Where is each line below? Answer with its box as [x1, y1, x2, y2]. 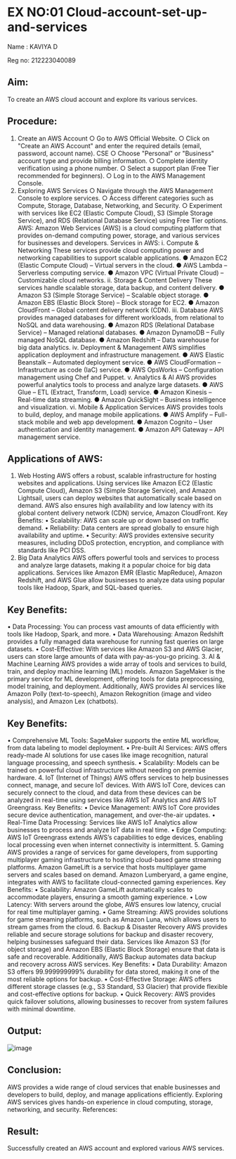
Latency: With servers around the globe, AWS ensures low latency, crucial [7, 901, 221, 908]
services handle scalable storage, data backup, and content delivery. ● [17, 283, 225, 292]
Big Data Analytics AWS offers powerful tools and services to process [17, 554, 220, 562]
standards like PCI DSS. [17, 546, 86, 555]
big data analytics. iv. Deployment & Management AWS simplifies [17, 343, 206, 351]
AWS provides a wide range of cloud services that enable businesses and [7, 1082, 221, 1091]
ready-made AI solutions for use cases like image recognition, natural [7, 751, 209, 759]
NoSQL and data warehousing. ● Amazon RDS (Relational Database [17, 320, 215, 329]
